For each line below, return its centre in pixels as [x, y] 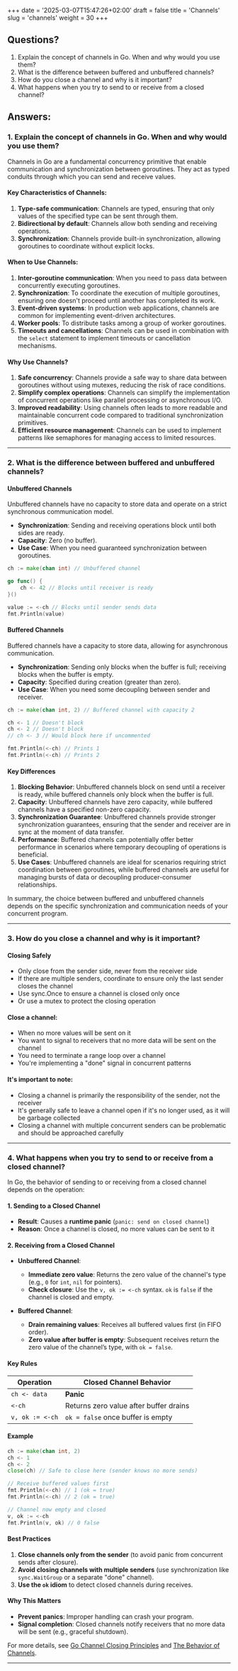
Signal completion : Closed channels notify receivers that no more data [121, 1624]
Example [21, 1436]
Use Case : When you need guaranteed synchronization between [112, 548]
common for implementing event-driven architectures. [96, 315]
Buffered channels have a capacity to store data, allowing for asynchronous [118, 645]
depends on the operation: [46, 1190]
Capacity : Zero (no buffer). [57, 540]
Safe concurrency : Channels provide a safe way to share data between [122, 377]
